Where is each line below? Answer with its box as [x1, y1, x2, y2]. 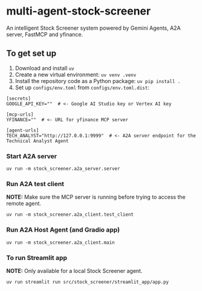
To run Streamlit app [6, 253, 68, 262]
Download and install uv [15, 64, 74, 72]
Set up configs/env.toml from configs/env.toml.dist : [15, 84, 149, 91]
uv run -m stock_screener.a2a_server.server [6, 166, 120, 172]
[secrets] [6, 95, 31, 101]
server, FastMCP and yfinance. [6, 30, 83, 38]
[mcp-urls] [6, 111, 34, 118]
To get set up [6, 48, 56, 59]
